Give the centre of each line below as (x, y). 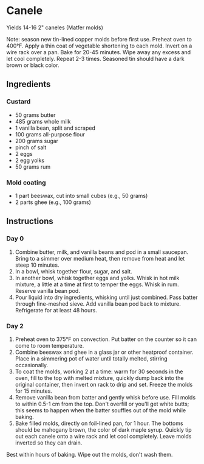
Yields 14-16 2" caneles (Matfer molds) (55, 27)
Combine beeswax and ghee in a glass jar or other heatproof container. (104, 352)
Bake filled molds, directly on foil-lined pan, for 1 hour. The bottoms (99, 423)
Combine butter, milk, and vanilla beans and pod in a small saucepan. (102, 252)
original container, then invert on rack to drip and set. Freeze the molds (104, 384)
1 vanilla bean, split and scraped (55, 128)
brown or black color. (33, 65)
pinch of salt (31, 147)
